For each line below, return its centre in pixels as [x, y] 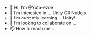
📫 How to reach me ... [32, 28]
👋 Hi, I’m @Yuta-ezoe [31, 8]
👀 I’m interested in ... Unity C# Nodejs [48, 13]
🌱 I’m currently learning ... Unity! [42, 18]
